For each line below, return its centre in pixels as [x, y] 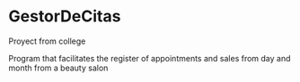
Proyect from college [47, 41]
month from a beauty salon [58, 68]
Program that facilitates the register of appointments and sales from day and [150, 58]
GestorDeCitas [65, 16]
